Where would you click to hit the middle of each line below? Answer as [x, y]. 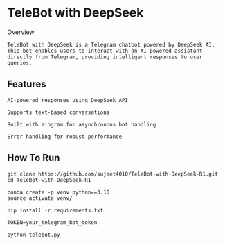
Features [27, 84]
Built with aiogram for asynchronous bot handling [82, 124]
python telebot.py [34, 235]
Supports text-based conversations [58, 112]
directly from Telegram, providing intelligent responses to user [105, 57]
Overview [21, 32]
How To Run [34, 158]
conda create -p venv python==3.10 [58, 192]
